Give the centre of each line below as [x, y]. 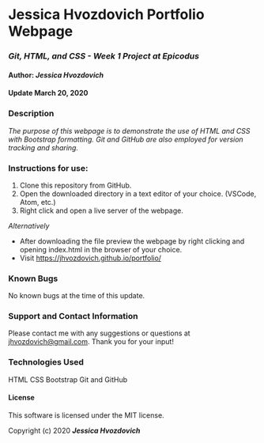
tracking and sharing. [43, 147]
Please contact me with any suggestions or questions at [100, 333]
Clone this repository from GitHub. [75, 185]
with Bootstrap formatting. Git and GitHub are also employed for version [126, 139]
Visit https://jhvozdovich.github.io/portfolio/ [91, 258]
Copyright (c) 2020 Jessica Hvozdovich [74, 430]
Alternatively [29, 225]
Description [31, 114]
